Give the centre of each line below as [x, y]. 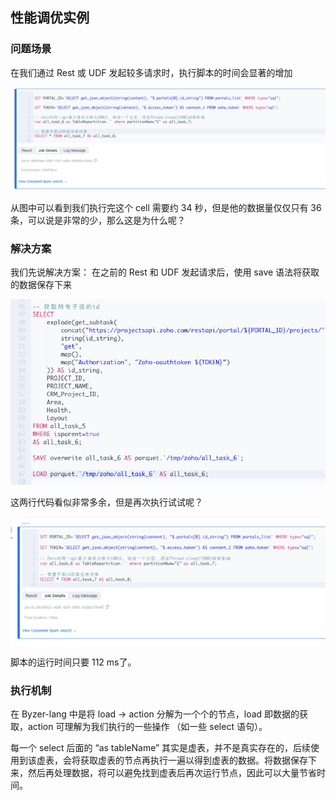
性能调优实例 [50, 18]
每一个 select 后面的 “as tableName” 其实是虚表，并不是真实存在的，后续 [161, 748]
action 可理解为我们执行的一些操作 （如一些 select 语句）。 [147, 727]
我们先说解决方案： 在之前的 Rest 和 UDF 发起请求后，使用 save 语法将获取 [165, 272]
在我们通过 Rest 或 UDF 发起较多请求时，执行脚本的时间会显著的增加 [151, 72]
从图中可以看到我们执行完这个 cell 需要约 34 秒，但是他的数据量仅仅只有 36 [166, 208]
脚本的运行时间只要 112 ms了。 [73, 662]
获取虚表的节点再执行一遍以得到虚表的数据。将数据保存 [193, 760]
